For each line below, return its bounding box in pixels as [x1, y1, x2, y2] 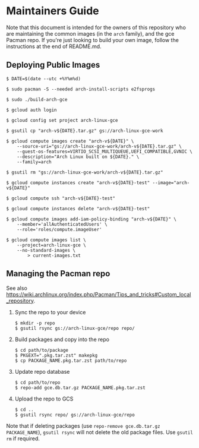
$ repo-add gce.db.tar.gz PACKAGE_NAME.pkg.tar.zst [14, 384, 146, 390]
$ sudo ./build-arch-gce [6, 96, 68, 102]
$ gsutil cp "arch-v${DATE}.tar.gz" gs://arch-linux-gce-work [6, 128, 163, 134]
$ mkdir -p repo [14, 320, 55, 326]
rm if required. [6, 435, 40, 442]
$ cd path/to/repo [14, 379, 61, 386]
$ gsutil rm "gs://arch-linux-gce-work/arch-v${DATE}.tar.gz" [6, 169, 163, 175]
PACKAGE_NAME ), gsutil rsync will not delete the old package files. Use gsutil [6, 428, 193, 436]
